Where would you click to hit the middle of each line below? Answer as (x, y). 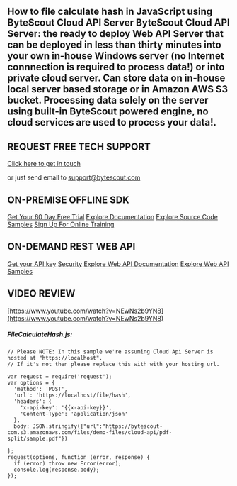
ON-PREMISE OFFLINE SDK (68, 200)
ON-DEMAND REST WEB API (71, 247)
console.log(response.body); (57, 470)
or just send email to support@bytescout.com (74, 177)
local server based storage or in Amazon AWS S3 (118, 89)
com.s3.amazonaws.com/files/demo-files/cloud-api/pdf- (90, 432)
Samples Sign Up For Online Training (61, 225)
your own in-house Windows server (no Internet (116, 56)
